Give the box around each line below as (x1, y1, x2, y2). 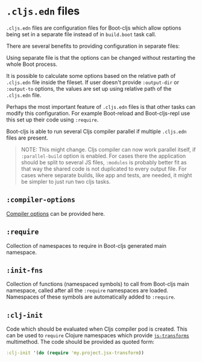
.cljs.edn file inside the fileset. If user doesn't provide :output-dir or (6, 79, 180, 86)
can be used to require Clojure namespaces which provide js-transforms (6, 332, 189, 339)
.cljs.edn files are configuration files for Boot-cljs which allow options (6, 24, 181, 31)
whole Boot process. (6, 60, 58, 68)
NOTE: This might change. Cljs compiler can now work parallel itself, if (21, 146, 196, 153)
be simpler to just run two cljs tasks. (21, 178, 111, 185)
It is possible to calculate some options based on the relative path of (6, 72, 176, 79)
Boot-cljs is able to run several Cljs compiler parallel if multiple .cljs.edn (6, 128, 187, 135)
